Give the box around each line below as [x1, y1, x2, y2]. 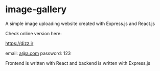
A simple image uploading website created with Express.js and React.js [5, 20, 155, 27]
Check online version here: [5, 30, 62, 36]
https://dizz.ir [5, 40, 34, 46]
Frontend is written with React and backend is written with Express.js [5, 60, 151, 66]
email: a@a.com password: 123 [5, 50, 71, 56]
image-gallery [5, 4, 67, 15]
